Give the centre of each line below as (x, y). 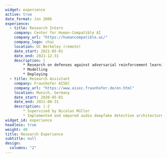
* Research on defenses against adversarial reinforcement (85, 65)
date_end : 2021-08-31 (36, 102)
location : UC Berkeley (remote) (47, 47)
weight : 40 (16, 129)
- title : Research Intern (37, 28)
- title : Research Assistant (40, 79)
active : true (19, 14)
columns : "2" (23, 148)
